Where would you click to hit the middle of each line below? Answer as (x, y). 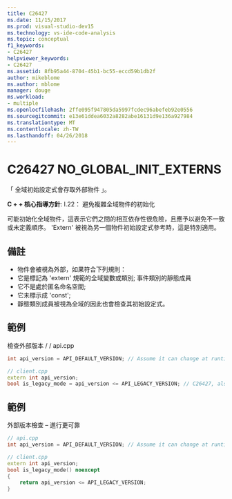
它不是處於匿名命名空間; (51, 286)
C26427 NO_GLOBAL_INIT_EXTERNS (114, 169)
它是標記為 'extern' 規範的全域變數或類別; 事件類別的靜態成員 (104, 278)
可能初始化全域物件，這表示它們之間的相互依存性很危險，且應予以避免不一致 (116, 219)
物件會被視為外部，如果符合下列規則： (71, 269)
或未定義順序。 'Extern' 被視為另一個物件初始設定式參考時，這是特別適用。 (114, 228)
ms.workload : (26, 97)
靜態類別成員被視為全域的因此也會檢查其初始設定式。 (93, 304)
